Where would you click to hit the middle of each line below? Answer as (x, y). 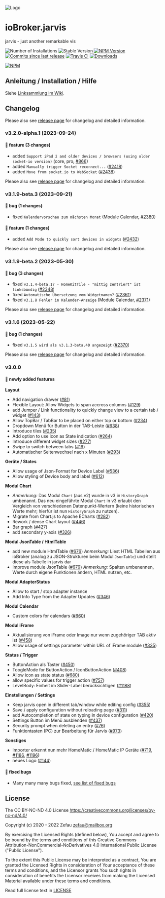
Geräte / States (21, 462)
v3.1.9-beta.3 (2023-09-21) (39, 194)
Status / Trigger (22, 655)
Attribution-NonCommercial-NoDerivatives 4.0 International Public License (81, 845)
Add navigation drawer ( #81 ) (41, 399)
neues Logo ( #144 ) (32, 761)
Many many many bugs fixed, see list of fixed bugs (64, 783)
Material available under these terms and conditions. (58, 881)
